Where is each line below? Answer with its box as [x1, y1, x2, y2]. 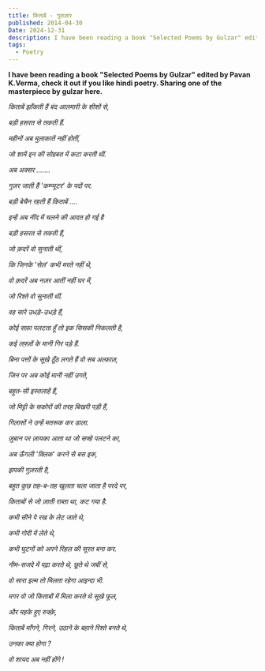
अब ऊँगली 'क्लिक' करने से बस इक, [8, 449, 98, 459]
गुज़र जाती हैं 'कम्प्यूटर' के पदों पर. [8, 181, 93, 190]
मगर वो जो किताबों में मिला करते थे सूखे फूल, [8, 591, 118, 601]
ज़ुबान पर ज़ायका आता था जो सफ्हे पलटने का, [8, 433, 121, 443]
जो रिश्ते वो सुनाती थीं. [8, 291, 63, 301]
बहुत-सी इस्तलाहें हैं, [8, 386, 58, 395]
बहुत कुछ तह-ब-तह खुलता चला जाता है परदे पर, [8, 481, 128, 490]
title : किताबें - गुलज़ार [8, 11, 73, 20]
